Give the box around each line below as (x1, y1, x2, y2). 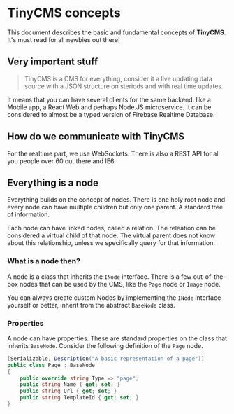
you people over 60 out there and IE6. (7, 156, 117, 165)
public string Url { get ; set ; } (20, 387, 117, 395)
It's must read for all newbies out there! (7, 35, 120, 43)
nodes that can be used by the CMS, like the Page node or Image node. (20, 280, 221, 288)
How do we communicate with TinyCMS (7, 131, 185, 143)
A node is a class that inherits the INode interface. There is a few (7, 272, 192, 281)
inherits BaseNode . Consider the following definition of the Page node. (7, 341, 204, 350)
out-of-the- (193, 272, 226, 281)
